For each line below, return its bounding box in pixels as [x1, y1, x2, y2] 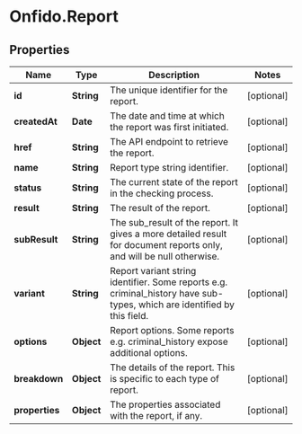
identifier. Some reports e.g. [109, 276, 228, 288]
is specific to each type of [109, 373, 220, 385]
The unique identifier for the [109, 84, 228, 96]
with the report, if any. [109, 410, 203, 421]
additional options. [109, 347, 188, 359]
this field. [109, 310, 149, 322]
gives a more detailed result [109, 227, 227, 240]
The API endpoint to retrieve [109, 136, 229, 147]
